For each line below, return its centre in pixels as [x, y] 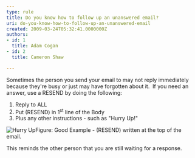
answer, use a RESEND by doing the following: [64, 92]
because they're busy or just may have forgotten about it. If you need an [97, 86]
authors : [17, 35]
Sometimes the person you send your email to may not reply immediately [98, 80]
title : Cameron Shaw [38, 57]
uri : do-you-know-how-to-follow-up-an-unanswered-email [78, 23]
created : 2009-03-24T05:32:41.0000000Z [57, 29]
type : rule [20, 12]
